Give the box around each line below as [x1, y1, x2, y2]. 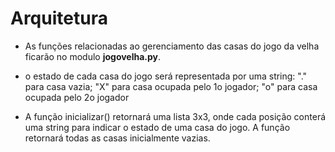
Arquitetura [10, 7, 108, 30]
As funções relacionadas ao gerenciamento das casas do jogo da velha [24, 40, 320, 52]
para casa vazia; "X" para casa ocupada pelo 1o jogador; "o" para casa [24, 80, 318, 92]
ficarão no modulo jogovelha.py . [24, 50, 162, 62]
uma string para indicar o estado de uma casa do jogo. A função [24, 121, 291, 133]
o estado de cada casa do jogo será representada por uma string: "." [24, 70, 308, 82]
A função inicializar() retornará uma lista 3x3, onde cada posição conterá [24, 110, 327, 122]
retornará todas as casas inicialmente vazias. [24, 132, 211, 144]
